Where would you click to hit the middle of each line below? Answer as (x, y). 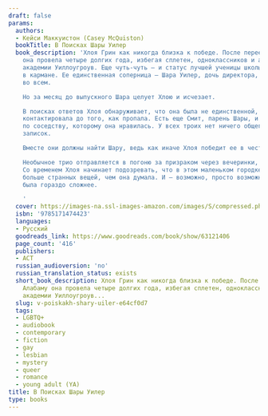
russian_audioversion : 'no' (62, 266)
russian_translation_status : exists (76, 273)
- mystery (32, 363)
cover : (26, 207)
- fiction (32, 340)
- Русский (32, 228)
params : (21, 23)
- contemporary (41, 333)
